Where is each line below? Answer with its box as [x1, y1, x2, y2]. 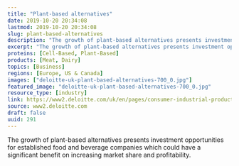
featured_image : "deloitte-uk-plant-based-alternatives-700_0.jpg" [7, 83, 212, 90]
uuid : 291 [7, 116, 37, 123]
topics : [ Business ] [7, 63, 65, 70]
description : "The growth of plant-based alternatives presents [7, 37, 202, 44]
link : [7, 96, 23, 104]
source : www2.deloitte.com [7, 103, 87, 110]
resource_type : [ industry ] [7, 89, 87, 96]
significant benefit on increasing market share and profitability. [7, 150, 191, 159]
